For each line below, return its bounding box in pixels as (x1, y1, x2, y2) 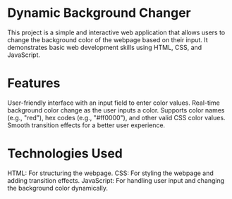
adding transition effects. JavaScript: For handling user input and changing (7, 176, 225, 184)
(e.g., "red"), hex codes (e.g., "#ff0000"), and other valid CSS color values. (7, 113, 226, 122)
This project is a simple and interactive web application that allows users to (7, 28, 226, 37)
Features (7, 75, 61, 91)
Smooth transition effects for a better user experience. (7, 121, 166, 129)
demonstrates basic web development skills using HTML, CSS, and (7, 43, 202, 51)
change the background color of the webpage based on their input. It (7, 35, 208, 44)
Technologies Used (7, 146, 123, 162)
